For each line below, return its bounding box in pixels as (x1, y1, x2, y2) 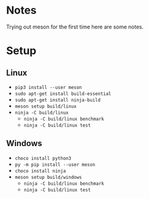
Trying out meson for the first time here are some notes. (6, 23, 144, 30)
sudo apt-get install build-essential (14, 90, 111, 97)
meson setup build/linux (14, 103, 77, 109)
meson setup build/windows (14, 174, 82, 180)
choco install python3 (14, 155, 72, 161)
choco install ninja (14, 168, 66, 174)
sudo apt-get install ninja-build (14, 97, 101, 103)
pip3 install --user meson (14, 84, 82, 90)
